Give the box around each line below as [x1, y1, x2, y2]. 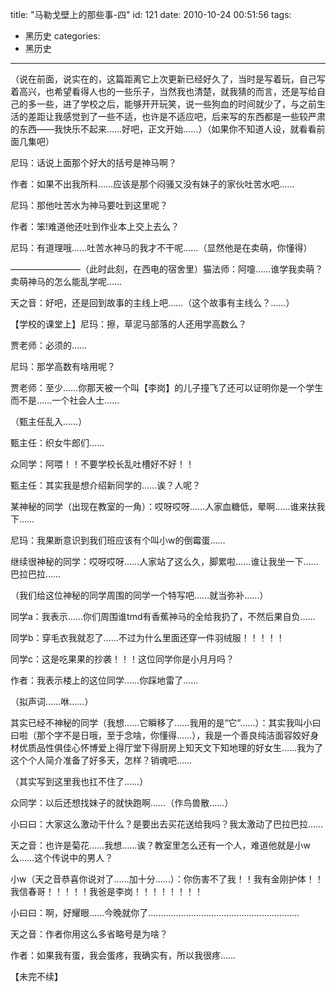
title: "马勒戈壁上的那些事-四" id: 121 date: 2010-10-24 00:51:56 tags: [10, 9, 292, 20]
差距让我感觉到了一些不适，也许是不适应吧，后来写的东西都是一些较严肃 [27, 111, 326, 122]
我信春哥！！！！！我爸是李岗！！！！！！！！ [10, 886, 203, 897]
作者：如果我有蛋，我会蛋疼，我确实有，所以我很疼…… [10, 949, 237, 961]
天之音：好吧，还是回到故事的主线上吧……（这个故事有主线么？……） [10, 297, 295, 308]
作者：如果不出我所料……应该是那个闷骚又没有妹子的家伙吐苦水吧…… [10, 178, 295, 190]
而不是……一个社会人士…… [10, 394, 120, 406]
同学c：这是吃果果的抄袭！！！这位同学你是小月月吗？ [10, 653, 235, 665]
